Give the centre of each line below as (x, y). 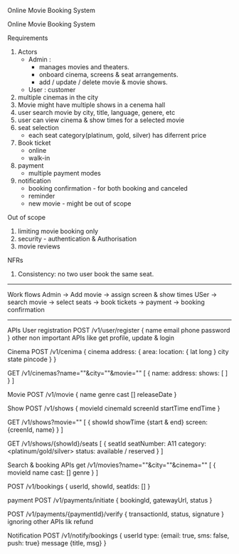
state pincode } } (32, 359)
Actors (27, 52)
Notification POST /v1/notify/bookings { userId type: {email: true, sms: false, (118, 535)
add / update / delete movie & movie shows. (103, 82)
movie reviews (39, 246)
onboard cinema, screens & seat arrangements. (108, 75)
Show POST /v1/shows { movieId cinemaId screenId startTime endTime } (114, 408)
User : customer (52, 90)
